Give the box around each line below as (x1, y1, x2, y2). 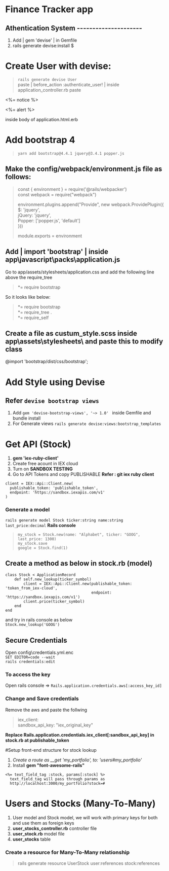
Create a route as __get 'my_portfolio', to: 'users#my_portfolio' (12, 757, 142, 763)
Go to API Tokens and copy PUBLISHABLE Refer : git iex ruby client (12, 471, 154, 477)
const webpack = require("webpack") (17, 191, 97, 197)
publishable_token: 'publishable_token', (10, 485, 99, 491)
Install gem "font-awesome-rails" (12, 762, 85, 768)
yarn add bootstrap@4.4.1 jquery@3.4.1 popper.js (17, 151, 125, 156)
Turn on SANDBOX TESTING (12, 466, 73, 472)
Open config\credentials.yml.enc (5, 649, 74, 655)
